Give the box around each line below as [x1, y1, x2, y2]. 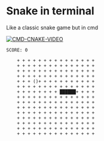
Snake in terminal [6, 4, 94, 18]
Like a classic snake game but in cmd [6, 24, 99, 31]
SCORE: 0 [6, 47, 28, 53]
